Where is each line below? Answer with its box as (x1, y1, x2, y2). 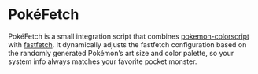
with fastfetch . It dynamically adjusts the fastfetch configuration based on (8, 39, 247, 49)
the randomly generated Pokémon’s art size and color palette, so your (8, 48, 234, 57)
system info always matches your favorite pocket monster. (8, 57, 197, 66)
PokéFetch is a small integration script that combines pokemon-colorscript (8, 31, 250, 41)
